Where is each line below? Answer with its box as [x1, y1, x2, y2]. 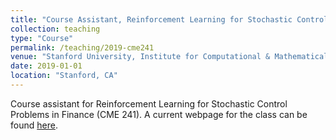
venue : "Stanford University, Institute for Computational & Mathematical [10, 52, 329, 62]
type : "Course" [10, 33, 74, 43]
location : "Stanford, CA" [10, 71, 118, 81]
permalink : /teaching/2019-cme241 [10, 42, 155, 53]
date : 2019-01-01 [10, 61, 83, 71]
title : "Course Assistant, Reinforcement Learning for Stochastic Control [10, 14, 329, 25]
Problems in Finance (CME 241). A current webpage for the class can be [10, 108, 308, 120]
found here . [10, 119, 58, 131]
